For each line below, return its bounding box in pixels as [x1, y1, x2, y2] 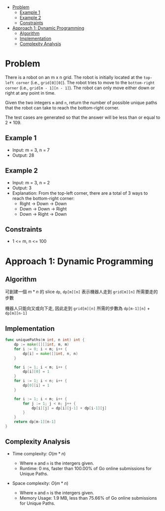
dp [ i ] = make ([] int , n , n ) [23, 351, 78, 356]
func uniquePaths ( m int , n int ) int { [5, 338, 85, 342]
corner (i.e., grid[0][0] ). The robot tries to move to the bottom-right [16, 79, 155, 85]
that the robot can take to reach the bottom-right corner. [5, 104, 120, 110]
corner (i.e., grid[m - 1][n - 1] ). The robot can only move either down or [5, 85, 155, 91]
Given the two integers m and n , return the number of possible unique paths [5, 100, 158, 105]
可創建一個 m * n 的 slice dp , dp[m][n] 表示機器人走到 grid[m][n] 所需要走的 [5, 289, 158, 295]
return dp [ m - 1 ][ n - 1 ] [14, 419, 56, 424]
